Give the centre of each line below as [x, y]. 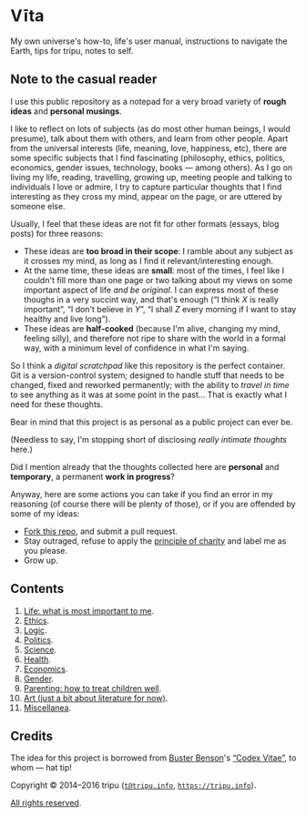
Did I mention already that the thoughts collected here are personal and [145, 466]
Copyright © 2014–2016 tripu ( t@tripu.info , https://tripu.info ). [133, 785]
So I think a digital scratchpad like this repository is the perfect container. [148, 365]
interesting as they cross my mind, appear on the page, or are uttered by [147, 196]
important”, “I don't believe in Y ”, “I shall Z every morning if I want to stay [160, 309]
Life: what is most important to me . [89, 610]
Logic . [36, 630]
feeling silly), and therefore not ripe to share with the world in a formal [154, 338]
